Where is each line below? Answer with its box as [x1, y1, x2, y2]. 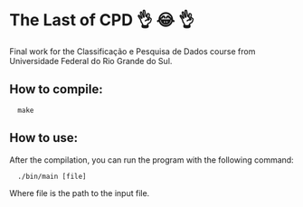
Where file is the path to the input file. [9, 187, 150, 198]
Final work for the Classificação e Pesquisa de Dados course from [9, 45, 256, 57]
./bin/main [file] [17, 172, 88, 181]
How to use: [9, 130, 79, 146]
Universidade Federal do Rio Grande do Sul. [9, 55, 173, 66]
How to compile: [9, 81, 103, 98]
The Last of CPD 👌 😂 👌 [9, 10, 194, 31]
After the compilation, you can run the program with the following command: [9, 154, 294, 165]
